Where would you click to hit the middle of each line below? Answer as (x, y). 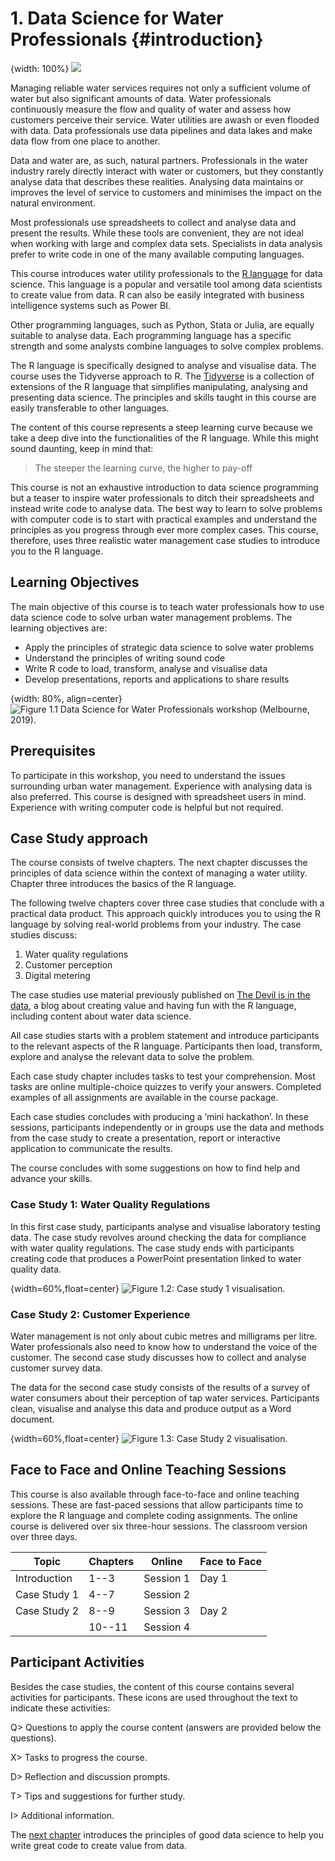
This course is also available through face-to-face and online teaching (155, 1494)
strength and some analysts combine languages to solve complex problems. (167, 346)
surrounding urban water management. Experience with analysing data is (161, 786)
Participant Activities (77, 1662)
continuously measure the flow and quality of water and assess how (151, 109)
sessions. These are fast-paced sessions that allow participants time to (157, 1504)
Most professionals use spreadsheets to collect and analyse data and (153, 222)
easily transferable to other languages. (90, 408)
